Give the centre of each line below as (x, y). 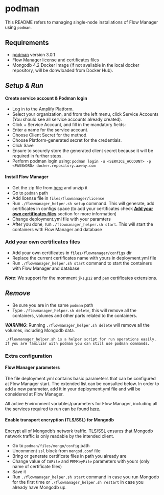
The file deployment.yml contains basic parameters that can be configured (80, 378)
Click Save (23, 146)
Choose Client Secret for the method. (50, 135)
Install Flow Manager (27, 177)
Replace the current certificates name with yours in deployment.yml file (84, 258)
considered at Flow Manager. (35, 394)
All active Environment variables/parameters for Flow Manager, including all (81, 403)
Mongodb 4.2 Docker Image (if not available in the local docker (76, 65)
